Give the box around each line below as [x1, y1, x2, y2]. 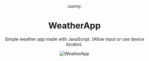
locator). [66, 41, 83, 47]
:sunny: [67, 3, 82, 9]
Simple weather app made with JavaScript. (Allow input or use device [4, 36, 145, 42]
